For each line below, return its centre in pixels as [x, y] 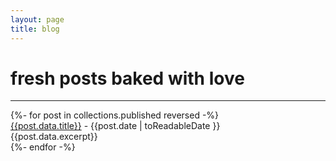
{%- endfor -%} [43, 147]
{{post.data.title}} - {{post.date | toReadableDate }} [115, 126]
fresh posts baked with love [127, 78]
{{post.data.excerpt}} [54, 137]
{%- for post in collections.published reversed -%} [115, 115]
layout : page [37, 19]
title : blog [35, 29]
